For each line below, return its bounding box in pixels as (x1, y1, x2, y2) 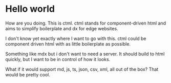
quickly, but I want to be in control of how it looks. (5, 56, 111, 62)
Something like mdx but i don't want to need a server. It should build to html (5, 51, 165, 57)
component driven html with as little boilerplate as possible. (5, 40, 131, 47)
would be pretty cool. (5, 71, 50, 77)
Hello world (5, 3, 55, 15)
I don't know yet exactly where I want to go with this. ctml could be (5, 35, 146, 42)
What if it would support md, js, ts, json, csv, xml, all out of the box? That (5, 66, 159, 72)
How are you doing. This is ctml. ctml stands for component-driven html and (5, 20, 166, 26)
